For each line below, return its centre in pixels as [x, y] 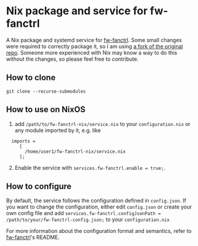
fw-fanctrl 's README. [33, 237]
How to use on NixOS [46, 110]
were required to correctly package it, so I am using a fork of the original [95, 46]
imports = [23, 141]
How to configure [39, 186]
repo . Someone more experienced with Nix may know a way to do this [92, 52]
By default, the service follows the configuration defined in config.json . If [96, 201]
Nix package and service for [77, 11]
